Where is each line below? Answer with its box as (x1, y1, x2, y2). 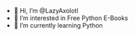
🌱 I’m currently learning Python (13, 21, 103, 29)
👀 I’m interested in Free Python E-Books (13, 14, 129, 22)
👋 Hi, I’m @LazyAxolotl (13, 7, 79, 15)
